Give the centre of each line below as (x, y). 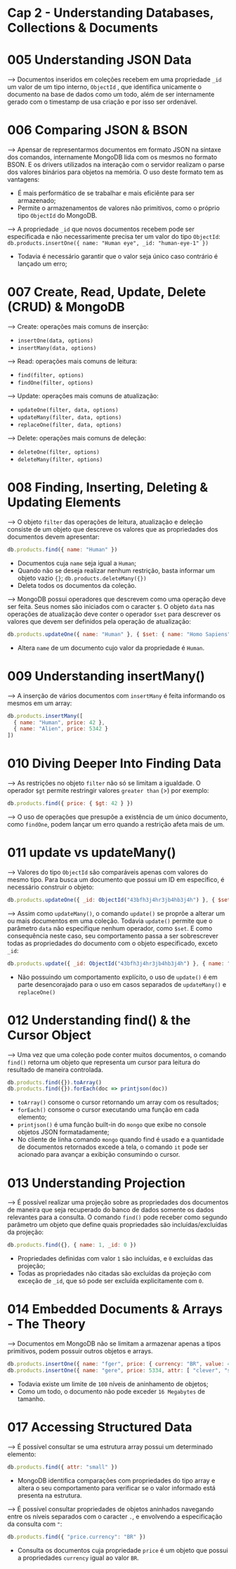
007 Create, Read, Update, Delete (107, 292)
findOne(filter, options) (55, 383)
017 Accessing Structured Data (100, 1427)
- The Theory (46, 1324)
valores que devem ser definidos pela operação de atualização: (99, 621)
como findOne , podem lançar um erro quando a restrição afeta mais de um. (116, 824)
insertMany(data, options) (57, 348)
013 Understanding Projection (97, 1183)
